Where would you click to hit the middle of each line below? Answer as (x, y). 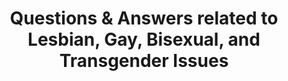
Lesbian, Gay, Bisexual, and (144, 39)
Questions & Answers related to (144, 18)
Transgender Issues (144, 61)
